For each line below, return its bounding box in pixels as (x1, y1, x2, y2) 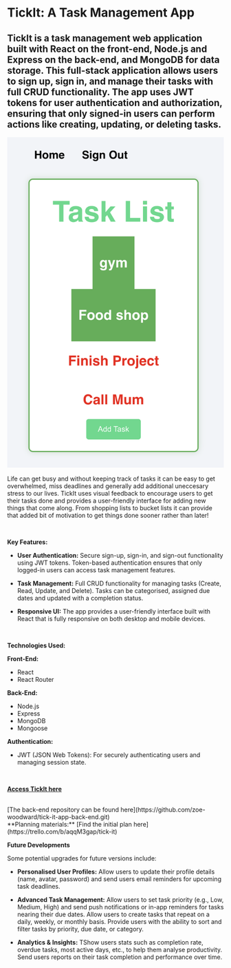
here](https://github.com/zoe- (120, 805, 206, 814)
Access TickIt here (7, 785, 62, 793)
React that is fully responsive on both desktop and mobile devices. (16, 614, 206, 623)
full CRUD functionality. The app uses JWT (7, 86, 195, 98)
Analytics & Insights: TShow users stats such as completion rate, (16, 938, 204, 946)
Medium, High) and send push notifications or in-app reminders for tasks (16, 903, 224, 911)
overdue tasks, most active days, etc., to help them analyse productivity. (16, 945, 223, 954)
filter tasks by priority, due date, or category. (16, 925, 144, 933)
